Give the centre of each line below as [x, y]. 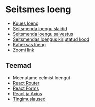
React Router [26, 83]
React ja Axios [27, 93]
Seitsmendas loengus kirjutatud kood [51, 39]
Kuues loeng [25, 23]
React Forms [26, 88]
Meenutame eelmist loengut [41, 78]
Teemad [18, 66]
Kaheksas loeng [29, 44]
